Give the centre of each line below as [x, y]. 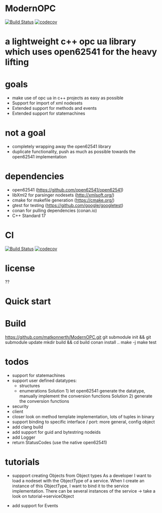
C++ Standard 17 [29, 215]
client [17, 411]
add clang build [27, 427]
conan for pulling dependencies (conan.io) [54, 210]
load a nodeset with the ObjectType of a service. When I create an [78, 480]
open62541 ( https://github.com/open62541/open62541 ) [68, 189]
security [20, 406]
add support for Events [35, 505]
